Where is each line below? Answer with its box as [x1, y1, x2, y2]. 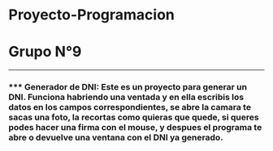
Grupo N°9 [8, 43, 82, 61]
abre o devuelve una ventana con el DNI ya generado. [8, 132, 223, 143]
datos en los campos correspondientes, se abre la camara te [8, 102, 252, 113]
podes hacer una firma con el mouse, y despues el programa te [8, 122, 262, 133]
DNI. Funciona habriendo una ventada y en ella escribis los [8, 91, 245, 103]
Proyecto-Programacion [8, 6, 175, 24]
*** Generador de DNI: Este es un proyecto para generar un [8, 82, 248, 93]
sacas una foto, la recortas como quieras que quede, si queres [8, 111, 259, 123]
